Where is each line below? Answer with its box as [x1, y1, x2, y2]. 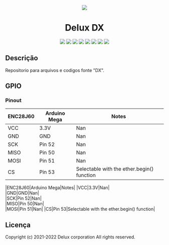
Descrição [5, 54, 38, 62]
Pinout [5, 97, 22, 104]
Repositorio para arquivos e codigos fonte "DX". [5, 67, 105, 73]
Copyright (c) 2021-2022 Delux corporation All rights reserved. [5, 234, 136, 240]
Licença [5, 220, 31, 229]
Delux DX [64, 22, 105, 34]
